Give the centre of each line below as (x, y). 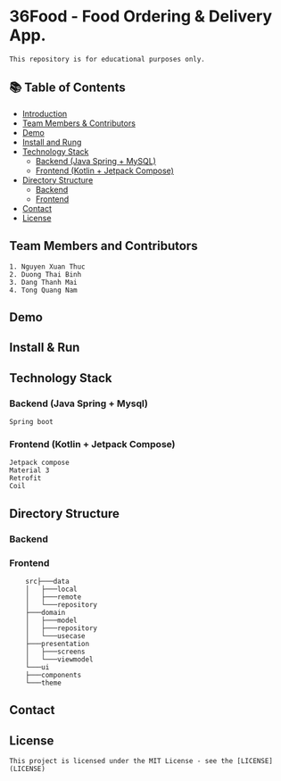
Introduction (45, 113)
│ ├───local (51, 589)
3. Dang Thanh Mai (43, 282)
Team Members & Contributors (79, 123)
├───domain (45, 612)
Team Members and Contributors (103, 246)
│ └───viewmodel (59, 659)
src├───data (47, 581)
